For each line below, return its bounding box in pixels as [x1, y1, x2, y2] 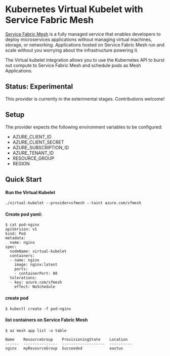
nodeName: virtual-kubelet [10, 249, 67, 254]
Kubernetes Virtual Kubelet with [5, 4, 143, 15]
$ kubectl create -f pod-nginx [5, 306, 71, 312]
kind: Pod [5, 231, 26, 236]
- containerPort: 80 [14, 271, 58, 276]
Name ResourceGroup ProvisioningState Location [5, 337, 128, 342]
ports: [14, 266, 28, 272]
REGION [12, 160, 30, 166]
